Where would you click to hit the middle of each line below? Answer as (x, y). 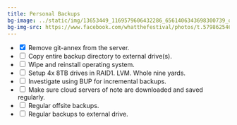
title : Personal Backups (44, 14)
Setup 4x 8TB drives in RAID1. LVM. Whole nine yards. (107, 73)
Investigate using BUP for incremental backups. (97, 81)
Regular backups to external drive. (78, 114)
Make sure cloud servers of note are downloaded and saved (115, 90)
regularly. (31, 97)
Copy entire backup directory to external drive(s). (100, 56)
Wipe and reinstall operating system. (81, 65)
